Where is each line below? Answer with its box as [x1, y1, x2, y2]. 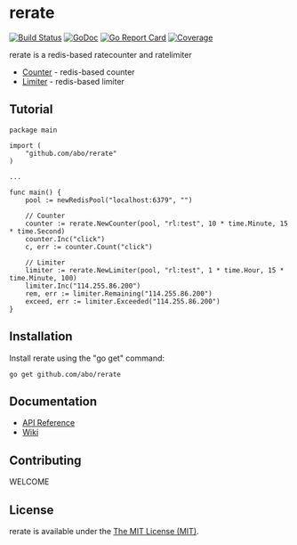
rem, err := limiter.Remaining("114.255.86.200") [25, 289, 213, 298]
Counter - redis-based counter [21, 66, 135, 77]
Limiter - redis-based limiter [21, 76, 124, 86]
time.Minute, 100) [9, 273, 77, 282]
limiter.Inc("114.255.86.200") [25, 281, 141, 290]
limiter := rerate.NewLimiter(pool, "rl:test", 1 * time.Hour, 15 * [25, 265, 285, 274]
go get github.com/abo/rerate [9, 370, 122, 378]
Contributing [9, 452, 82, 468]
